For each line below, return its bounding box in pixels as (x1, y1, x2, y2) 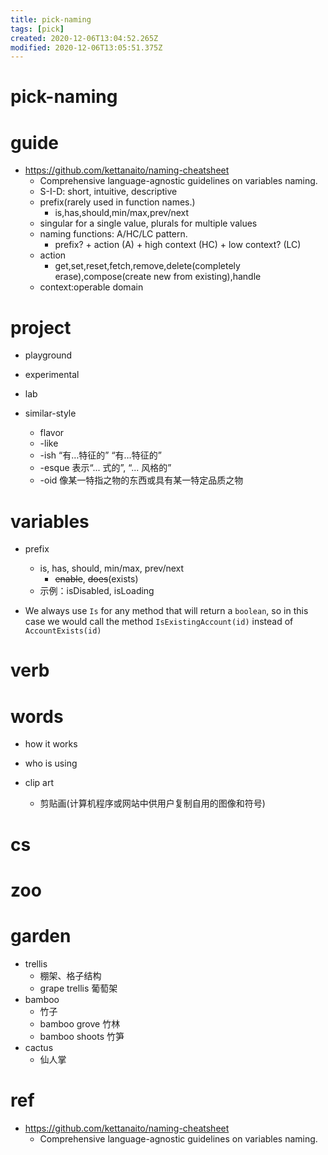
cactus (24, 1041, 54, 1053)
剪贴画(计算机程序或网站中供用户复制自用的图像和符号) (39, 797, 266, 810)
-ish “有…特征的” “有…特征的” (39, 449, 162, 461)
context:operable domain (39, 281, 144, 293)
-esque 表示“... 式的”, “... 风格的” (39, 462, 172, 474)
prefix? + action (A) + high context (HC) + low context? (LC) (54, 239, 302, 251)
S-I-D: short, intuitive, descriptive (39, 186, 178, 198)
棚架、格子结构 (39, 969, 102, 981)
